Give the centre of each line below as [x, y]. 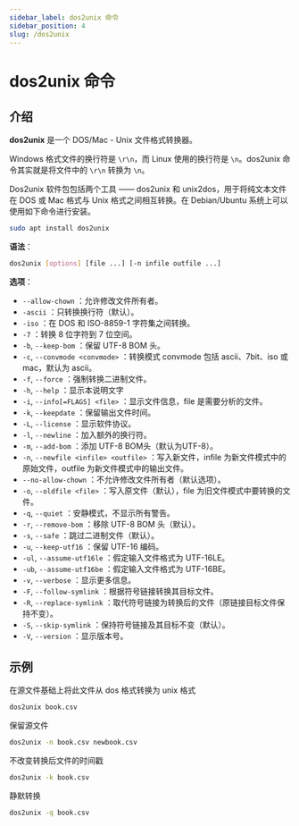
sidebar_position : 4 [48, 26]
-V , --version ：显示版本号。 [75, 636]
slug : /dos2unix [39, 34]
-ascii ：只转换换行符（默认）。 [80, 312]
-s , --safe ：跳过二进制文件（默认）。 [90, 535]
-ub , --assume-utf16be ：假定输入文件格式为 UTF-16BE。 [126, 569]
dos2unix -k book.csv [50, 777]
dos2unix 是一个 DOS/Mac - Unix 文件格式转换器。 [104, 140]
